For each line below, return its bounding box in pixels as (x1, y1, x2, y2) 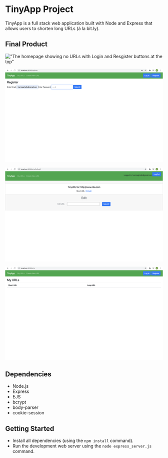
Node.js (12, 383, 29, 389)
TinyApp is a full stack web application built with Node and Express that (5, 20, 152, 26)
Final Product (5, 40, 47, 49)
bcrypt (12, 399, 26, 405)
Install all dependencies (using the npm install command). (12, 437, 134, 444)
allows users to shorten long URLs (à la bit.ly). (5, 25, 100, 31)
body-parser (12, 404, 38, 410)
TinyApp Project (5, 4, 74, 15)
